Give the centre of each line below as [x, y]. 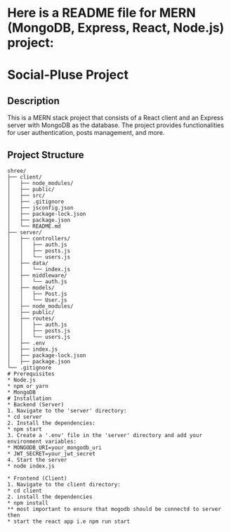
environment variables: [42, 441]
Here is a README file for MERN [102, 13]
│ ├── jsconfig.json [40, 208]
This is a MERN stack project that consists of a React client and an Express [115, 118]
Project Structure [46, 155]
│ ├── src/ [26, 195]
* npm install [28, 503]
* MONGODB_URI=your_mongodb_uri [54, 448]
